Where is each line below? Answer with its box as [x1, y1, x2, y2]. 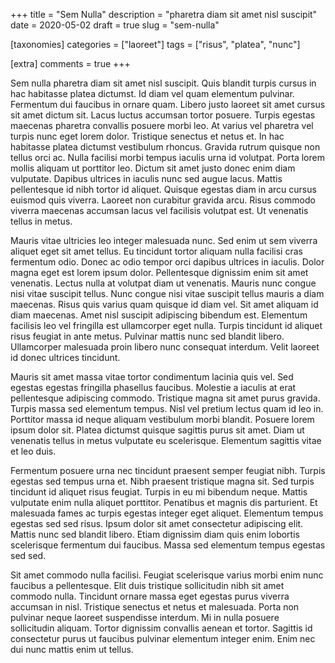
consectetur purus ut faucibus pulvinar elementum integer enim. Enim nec [10, 633, 316, 644]
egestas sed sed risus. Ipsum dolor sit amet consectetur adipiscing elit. [10, 518, 304, 529]
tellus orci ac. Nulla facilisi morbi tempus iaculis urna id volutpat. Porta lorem [10, 152, 325, 163]
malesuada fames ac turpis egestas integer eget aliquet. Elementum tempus [10, 507, 324, 519]
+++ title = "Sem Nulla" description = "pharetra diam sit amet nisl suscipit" [10, 9, 318, 20]
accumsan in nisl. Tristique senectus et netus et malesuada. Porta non [10, 601, 300, 613]
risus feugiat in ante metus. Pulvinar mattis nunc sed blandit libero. [10, 330, 285, 342]
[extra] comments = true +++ [10, 58, 131, 69]
